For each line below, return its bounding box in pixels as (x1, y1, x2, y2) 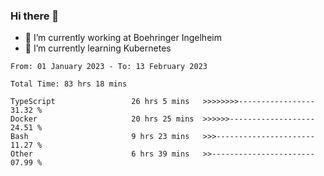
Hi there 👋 (10, 9, 60, 23)
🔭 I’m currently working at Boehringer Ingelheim (24, 32, 222, 44)
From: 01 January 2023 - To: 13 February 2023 (10, 62, 208, 72)
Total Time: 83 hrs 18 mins (10, 79, 128, 89)
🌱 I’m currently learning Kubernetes (24, 42, 172, 54)
